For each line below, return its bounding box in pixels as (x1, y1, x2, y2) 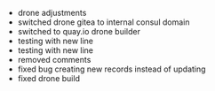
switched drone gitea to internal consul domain (17, 17, 190, 27)
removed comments (17, 55, 92, 64)
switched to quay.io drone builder (17, 27, 140, 36)
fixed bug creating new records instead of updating (17, 64, 206, 74)
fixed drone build (17, 73, 80, 83)
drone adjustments (17, 8, 87, 18)
